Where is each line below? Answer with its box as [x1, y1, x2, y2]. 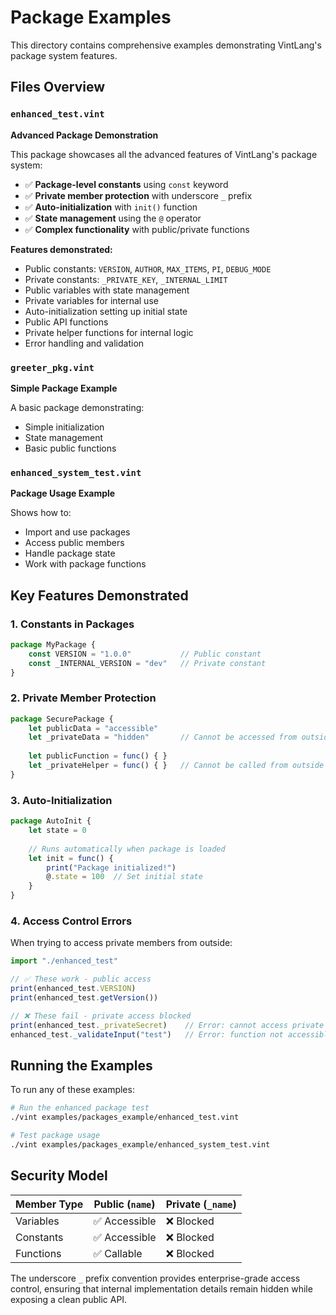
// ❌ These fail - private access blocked [10, 1011, 192, 1021]
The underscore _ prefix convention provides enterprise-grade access [10, 1272, 301, 1284]
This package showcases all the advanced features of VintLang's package [10, 148, 318, 160]
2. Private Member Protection [10, 691, 157, 705]
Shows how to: [10, 507, 72, 519]
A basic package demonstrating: [10, 401, 145, 413]
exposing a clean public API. [10, 1293, 128, 1305]
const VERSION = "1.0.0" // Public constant [28, 649, 262, 659]
